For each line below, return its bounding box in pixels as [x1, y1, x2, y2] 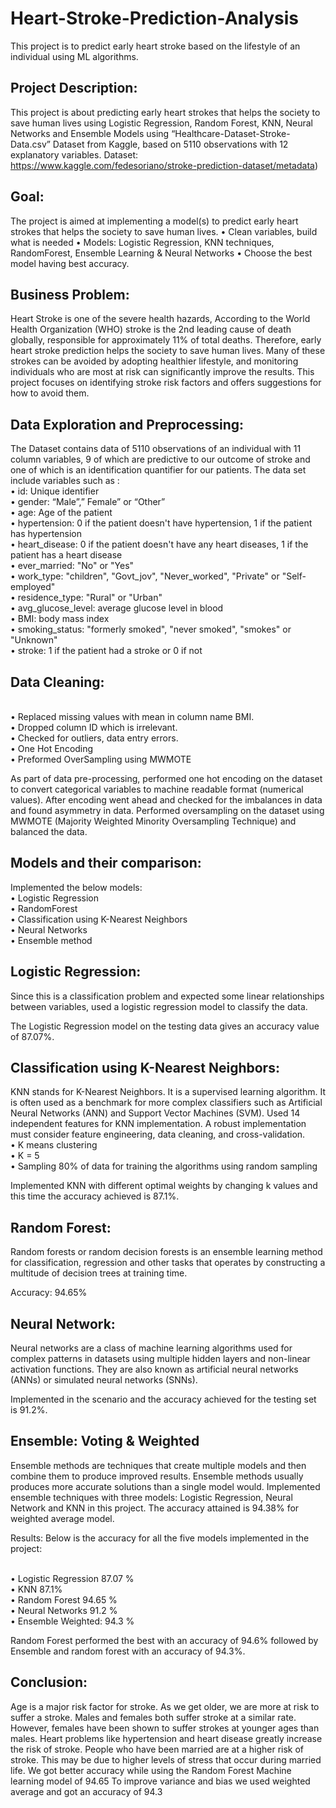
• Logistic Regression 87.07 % [10, 1572, 135, 1584]
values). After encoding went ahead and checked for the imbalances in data [10, 794, 323, 806]
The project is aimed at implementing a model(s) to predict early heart [10, 215, 299, 227]
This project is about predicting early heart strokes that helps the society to [10, 106, 321, 118]
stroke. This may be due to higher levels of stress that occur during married [10, 1753, 322, 1766]
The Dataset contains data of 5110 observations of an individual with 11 [10, 443, 302, 455]
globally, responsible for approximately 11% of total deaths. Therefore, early [10, 334, 322, 346]
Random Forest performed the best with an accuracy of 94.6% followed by [10, 1634, 319, 1646]
